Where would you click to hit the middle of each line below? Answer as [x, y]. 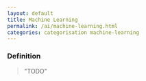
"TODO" [35, 71]
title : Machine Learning [42, 20]
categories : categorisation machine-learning [73, 32]
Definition [24, 56]
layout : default [30, 13]
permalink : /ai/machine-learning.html [62, 26]
